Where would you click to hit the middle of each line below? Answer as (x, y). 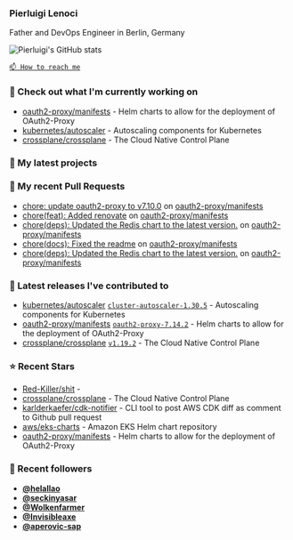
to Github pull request (62, 417)
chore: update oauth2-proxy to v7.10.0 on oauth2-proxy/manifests (142, 206)
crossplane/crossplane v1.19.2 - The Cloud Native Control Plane (141, 343)
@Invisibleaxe (49, 516)
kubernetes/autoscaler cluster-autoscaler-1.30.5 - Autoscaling (140, 305)
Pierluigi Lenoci (44, 13)
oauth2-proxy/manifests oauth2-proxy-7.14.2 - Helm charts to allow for (153, 324)
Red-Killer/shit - (51, 389)
